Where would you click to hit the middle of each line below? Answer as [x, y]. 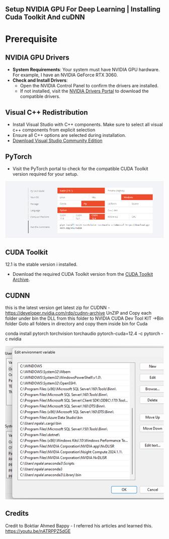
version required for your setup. [46, 174]
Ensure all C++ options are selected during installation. [69, 135]
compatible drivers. [40, 96]
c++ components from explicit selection [54, 130]
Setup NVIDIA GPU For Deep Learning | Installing [83, 9]
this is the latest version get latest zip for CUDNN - [58, 308]
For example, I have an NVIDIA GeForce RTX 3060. [65, 75]
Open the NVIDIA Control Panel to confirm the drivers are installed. [89, 86]
